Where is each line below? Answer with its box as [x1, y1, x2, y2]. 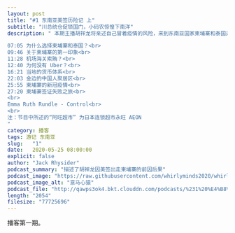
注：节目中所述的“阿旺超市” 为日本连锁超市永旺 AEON [7, 114, 142, 121]
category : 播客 [7, 127, 50, 134]
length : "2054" [7, 192, 52, 199]
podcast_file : [7, 185, 49, 192]
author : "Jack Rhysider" [7, 160, 80, 167]
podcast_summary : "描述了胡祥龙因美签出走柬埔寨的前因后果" [7, 166, 166, 173]
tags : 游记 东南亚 [7, 134, 56, 141]
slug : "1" [7, 140, 42, 147]
